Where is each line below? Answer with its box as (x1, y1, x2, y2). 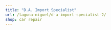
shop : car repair (5, 17, 42, 22)
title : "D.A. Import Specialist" (5, 7, 77, 13)
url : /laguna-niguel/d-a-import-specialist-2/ (5, 12, 106, 17)
